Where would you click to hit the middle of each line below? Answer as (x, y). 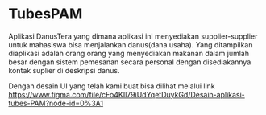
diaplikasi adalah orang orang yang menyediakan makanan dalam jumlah (129, 53)
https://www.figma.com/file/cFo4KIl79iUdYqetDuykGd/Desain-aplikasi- (127, 94)
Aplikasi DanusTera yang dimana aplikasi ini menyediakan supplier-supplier (133, 36)
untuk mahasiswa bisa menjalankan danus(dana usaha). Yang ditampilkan (131, 44)
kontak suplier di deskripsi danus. (64, 70)
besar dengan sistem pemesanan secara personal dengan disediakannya (130, 62)
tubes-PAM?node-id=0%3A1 (56, 103)
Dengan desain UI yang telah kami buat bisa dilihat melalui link (112, 86)
